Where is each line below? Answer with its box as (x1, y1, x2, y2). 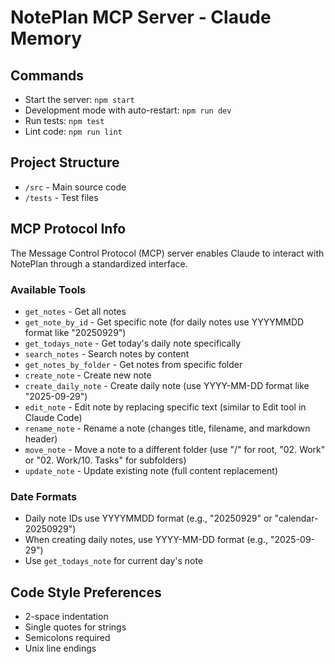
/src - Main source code (24, 181, 127, 193)
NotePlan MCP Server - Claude (10, 6, 272, 29)
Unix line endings (24, 642, 97, 655)
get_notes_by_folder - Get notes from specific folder (24, 358, 243, 370)
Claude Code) (24, 411, 83, 423)
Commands (10, 67, 85, 84)
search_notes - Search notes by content (24, 347, 190, 360)
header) (24, 432, 58, 445)
